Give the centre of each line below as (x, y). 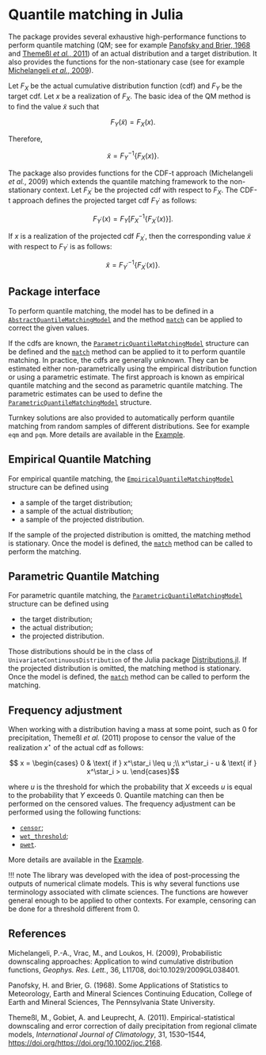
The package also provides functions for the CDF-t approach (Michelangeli (131, 173)
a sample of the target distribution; (76, 502)
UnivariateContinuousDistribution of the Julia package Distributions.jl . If (128, 660)
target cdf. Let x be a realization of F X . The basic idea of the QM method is (129, 97)
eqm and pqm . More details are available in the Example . (97, 434)
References (37, 934)
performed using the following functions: (75, 812)
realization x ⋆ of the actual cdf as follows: (76, 747)
